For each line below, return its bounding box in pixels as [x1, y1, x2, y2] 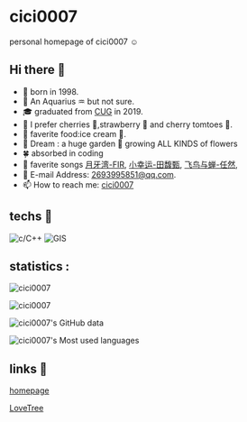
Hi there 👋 [9, 62, 66, 78]
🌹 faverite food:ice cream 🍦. [22, 128, 126, 139]
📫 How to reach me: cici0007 [22, 179, 134, 190]
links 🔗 [9, 361, 48, 376]
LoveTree [9, 403, 44, 414]
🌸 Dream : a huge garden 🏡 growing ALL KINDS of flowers [22, 138, 238, 149]
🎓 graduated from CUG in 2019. [22, 105, 143, 116]
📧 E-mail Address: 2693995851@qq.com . [22, 169, 177, 179]
